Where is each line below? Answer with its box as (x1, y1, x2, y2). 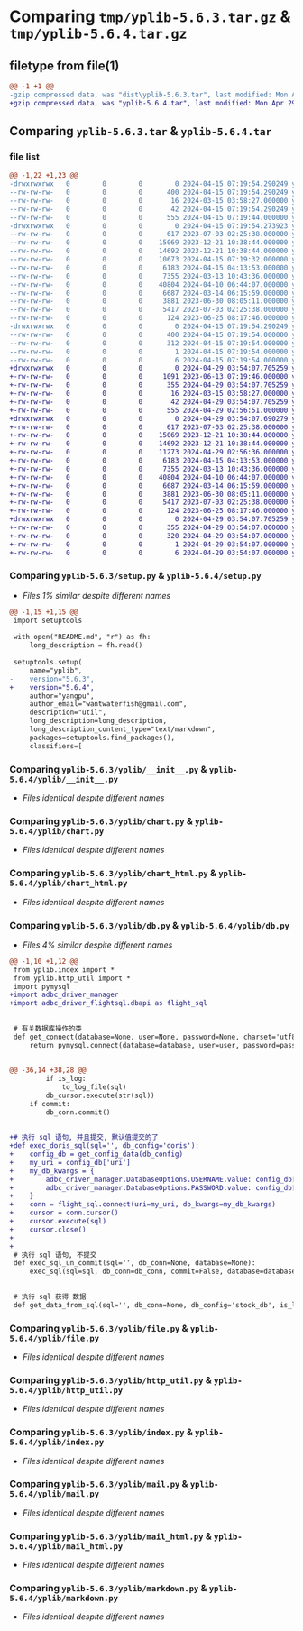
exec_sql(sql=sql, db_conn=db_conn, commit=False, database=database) (29, 1267, 300, 1277)
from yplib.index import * (13, 965, 115, 975)
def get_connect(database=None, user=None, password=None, (13, 1032, 241, 1041)
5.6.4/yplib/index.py (9, 1437, 105, 1448)
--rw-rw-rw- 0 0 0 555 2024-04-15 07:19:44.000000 (9, 213, 289, 222)
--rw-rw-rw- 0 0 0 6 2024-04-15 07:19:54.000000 (9, 355, 289, 364)
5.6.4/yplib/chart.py (9, 826, 105, 836)
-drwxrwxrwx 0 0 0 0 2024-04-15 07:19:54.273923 (9, 221, 289, 231)
